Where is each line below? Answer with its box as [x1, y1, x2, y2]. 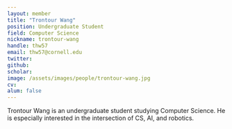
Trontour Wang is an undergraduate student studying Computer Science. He [7, 107, 226, 115]
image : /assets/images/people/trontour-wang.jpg [7, 74, 151, 82]
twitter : [7, 55, 33, 62]
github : [7, 62, 30, 69]
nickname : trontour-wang [7, 36, 79, 43]
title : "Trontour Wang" [7, 17, 76, 24]
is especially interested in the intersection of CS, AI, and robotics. [7, 114, 194, 122]
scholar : [7, 68, 33, 75]
